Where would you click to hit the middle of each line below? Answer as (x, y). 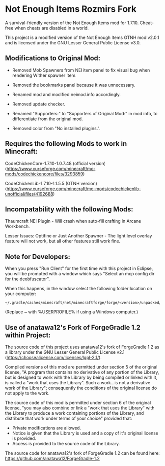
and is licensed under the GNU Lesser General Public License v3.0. (73, 42)
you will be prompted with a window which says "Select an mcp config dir (80, 274)
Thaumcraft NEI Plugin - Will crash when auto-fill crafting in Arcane (73, 221)
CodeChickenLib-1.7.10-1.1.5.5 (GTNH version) (51, 183)
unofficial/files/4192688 (29, 194)
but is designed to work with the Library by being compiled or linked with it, (81, 377)
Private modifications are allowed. (46, 428)
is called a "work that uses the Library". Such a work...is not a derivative (78, 383)
